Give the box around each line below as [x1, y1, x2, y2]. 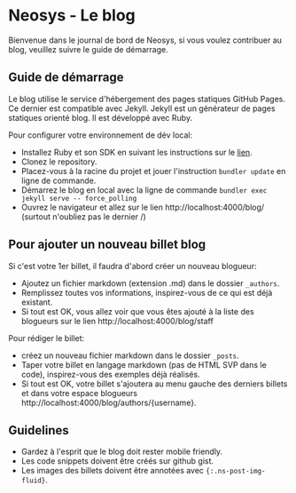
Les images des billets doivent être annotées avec [20, 465, 205, 476]
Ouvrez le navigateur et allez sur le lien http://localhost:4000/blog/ [20, 202, 265, 212]
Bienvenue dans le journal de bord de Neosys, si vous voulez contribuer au [8, 35, 283, 45]
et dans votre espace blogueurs [20, 387, 138, 398]
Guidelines [8, 423, 69, 438]
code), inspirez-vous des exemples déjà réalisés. [20, 369, 200, 379]
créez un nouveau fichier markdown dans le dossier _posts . [20, 350, 240, 361]
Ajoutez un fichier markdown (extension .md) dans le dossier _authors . [20, 277, 280, 289]
